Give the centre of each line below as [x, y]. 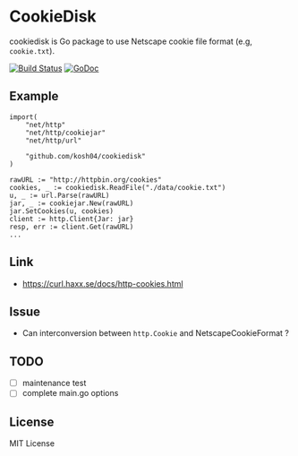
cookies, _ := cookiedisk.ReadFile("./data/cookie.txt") [118, 187]
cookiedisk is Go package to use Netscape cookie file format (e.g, [131, 41]
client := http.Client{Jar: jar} [72, 219]
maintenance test [54, 383]
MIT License [32, 443]
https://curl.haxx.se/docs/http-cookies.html [102, 283]
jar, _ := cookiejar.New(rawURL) [72, 203]
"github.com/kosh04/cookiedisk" [85, 156]
